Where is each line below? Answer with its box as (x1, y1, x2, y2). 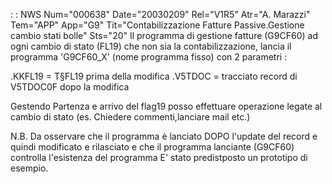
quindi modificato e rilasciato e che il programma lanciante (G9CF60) (10, 141, 295, 153)
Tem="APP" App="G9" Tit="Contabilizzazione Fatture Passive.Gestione (10, 19, 305, 31)
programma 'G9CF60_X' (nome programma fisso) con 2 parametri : (10, 51, 288, 63)
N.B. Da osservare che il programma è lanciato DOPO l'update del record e (10, 130, 318, 142)
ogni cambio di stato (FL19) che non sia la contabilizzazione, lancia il (10, 40, 292, 52)
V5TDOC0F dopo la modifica (10, 81, 130, 93)
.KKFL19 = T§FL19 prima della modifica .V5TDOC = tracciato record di (10, 70, 298, 82)
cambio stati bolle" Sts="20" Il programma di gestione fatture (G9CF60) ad (10, 30, 318, 41)
